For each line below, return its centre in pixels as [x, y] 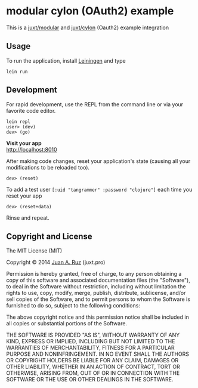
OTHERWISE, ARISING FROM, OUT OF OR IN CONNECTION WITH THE [93, 373]
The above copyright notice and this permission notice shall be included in [98, 317]
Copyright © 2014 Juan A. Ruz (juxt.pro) [56, 262]
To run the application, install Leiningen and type [66, 60]
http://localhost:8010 [32, 149]
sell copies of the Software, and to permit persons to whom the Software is [98, 299]
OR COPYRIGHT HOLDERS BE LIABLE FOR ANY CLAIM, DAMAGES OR [92, 361]
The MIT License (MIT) [34, 251]
